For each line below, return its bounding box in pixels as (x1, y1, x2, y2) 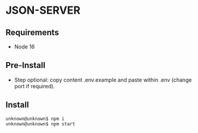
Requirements (5, 27, 59, 38)
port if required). (14, 82, 55, 89)
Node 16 (14, 43, 35, 50)
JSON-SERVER (5, 4, 81, 17)
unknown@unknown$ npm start (5, 120, 76, 127)
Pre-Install (5, 60, 46, 70)
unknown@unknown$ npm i (5, 116, 65, 122)
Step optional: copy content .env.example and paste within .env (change (14, 76, 192, 83)
